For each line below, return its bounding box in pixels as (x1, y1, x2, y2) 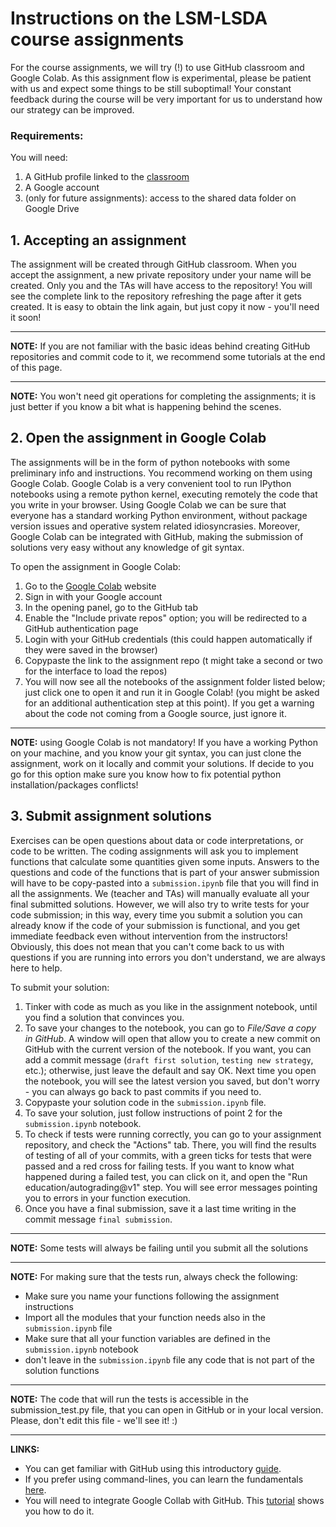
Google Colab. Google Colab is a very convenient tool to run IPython (10, 477, 292, 489)
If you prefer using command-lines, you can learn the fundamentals (24, 1473, 304, 1485)
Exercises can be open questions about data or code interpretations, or (10, 834, 304, 846)
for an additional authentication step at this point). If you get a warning (24, 697, 315, 709)
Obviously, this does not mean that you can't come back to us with (10, 940, 285, 952)
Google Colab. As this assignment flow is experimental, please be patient (10, 72, 312, 84)
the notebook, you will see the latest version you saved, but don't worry (24, 1075, 320, 1087)
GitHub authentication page (24, 622, 139, 634)
